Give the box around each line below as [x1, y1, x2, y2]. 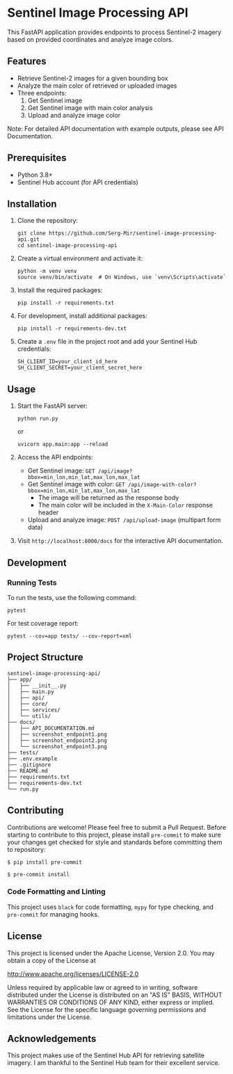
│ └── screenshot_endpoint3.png [7, 743, 108, 750]
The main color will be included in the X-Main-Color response [38, 501, 214, 510]
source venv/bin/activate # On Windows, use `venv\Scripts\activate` [17, 274, 227, 281]
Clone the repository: [17, 216, 79, 225]
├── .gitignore [7, 761, 51, 768]
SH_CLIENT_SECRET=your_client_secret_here [17, 364, 143, 372]
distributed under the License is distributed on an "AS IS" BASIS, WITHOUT [7, 990, 223, 999]
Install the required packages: [17, 286, 103, 294]
